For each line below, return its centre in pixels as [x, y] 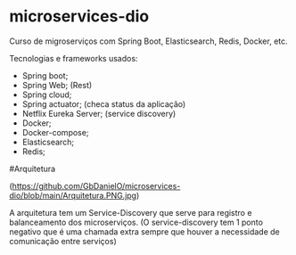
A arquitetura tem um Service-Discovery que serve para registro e [131, 212]
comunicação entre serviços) [63, 241]
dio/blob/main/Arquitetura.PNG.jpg [73, 195]
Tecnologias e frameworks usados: [74, 58]
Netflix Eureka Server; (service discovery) [99, 113]
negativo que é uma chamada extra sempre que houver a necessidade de [145, 231]
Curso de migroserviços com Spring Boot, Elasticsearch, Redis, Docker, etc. [148, 41]
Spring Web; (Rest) [57, 85]
